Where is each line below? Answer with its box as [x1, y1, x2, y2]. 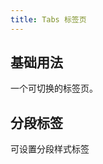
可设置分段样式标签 [10, 143, 90, 155]
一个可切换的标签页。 [10, 82, 98, 95]
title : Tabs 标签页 [10, 14, 87, 25]
